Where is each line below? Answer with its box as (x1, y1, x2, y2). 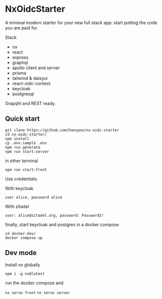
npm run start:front (5, 167, 47, 172)
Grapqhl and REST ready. (5, 100, 56, 106)
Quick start (5, 114, 40, 123)
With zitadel (5, 203, 29, 209)
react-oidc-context (12, 80, 50, 86)
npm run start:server (5, 149, 49, 154)
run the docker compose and (5, 280, 64, 286)
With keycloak (5, 185, 34, 191)
